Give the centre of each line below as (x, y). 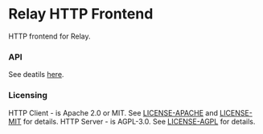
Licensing (28, 95)
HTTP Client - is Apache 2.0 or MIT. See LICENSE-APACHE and (113, 112)
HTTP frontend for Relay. (49, 36)
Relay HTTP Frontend (81, 14)
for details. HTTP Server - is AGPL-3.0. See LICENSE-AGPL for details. (139, 121)
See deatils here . (36, 75)
